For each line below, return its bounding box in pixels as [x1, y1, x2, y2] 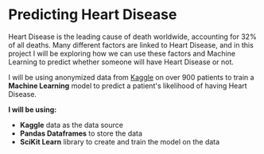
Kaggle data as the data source [19, 120, 123, 129]
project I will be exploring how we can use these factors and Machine [8, 48, 236, 58]
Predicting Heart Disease [8, 6, 177, 24]
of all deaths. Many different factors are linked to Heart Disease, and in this [8, 40, 254, 49]
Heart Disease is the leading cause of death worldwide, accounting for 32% [8, 32, 257, 41]
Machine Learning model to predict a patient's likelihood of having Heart [8, 81, 248, 90]
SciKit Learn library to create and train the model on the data [19, 137, 220, 146]
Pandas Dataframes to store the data [19, 129, 143, 138]
